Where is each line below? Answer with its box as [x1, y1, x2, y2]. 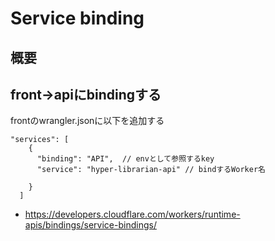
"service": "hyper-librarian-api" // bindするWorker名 [36, 165, 266, 175]
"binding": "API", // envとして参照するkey [36, 154, 215, 164]
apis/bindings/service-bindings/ [24, 219, 157, 231]
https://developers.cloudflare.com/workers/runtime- [24, 208, 241, 221]
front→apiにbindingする [10, 86, 162, 103]
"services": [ [10, 135, 70, 145]
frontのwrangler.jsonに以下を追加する [10, 115, 165, 127]
